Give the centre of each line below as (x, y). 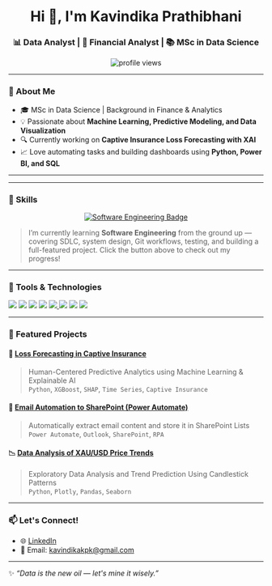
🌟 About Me (32, 91)
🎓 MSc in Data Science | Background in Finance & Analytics (121, 109)
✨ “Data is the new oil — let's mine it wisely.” (84, 573)
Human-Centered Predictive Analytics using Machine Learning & (136, 372)
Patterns (42, 482)
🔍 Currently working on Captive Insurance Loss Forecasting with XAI (138, 139)
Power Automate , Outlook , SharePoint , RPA (96, 434)
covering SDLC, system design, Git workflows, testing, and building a (143, 241)
